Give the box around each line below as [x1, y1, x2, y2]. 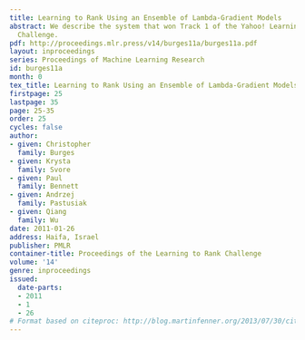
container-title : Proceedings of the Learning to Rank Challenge [9, 249, 261, 258]
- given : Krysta [9, 156, 71, 166]
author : [9, 131, 39, 141]
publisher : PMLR [9, 241, 71, 250]
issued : [9, 275, 39, 284]
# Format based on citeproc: [9, 316, 120, 326]
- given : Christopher [9, 140, 92, 149]
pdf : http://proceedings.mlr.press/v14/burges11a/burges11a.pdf [9, 38, 258, 48]
